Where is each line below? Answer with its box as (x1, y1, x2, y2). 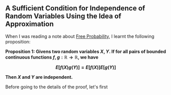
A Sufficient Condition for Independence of (5, 4, 145, 13)
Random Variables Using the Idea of (5, 12, 121, 21)
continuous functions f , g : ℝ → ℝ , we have (5, 54, 99, 60)
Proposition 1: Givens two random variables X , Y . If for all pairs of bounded (5, 48, 166, 55)
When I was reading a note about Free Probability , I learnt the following (5, 33, 155, 39)
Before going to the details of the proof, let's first (5, 83, 108, 90)
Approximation (5, 20, 54, 28)
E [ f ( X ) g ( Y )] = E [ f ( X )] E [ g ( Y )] (55, 64, 116, 70)
